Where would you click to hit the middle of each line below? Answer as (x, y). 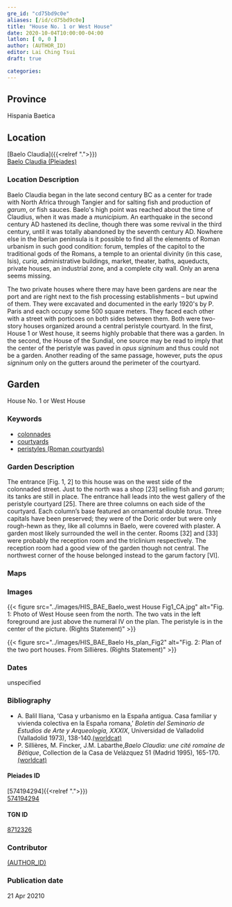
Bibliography (29, 701)
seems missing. (29, 276)
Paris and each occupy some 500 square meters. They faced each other (111, 311)
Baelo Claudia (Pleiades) (42, 162)
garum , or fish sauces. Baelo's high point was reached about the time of (110, 209)
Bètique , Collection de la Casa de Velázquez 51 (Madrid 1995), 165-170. (118, 753)
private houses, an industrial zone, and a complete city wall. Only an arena (113, 268)
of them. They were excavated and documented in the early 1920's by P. (111, 304)
